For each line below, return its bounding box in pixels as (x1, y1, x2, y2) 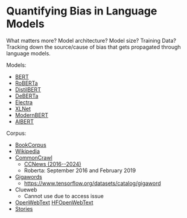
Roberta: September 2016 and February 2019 (24, 167, 136, 174)
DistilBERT (14, 86, 41, 93)
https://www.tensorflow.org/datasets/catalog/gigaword (24, 179, 161, 187)
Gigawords (14, 173, 42, 180)
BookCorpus (14, 141, 46, 148)
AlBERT (14, 117, 34, 125)
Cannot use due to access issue (24, 192, 104, 199)
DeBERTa (14, 92, 39, 99)
